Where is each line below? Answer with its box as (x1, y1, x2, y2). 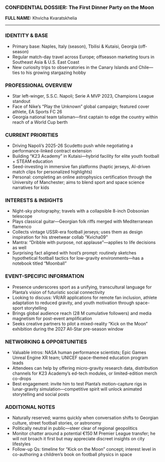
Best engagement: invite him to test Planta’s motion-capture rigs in (12, 381, 147, 387)
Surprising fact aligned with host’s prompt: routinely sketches (12, 250, 137, 256)
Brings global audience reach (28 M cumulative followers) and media (12, 310, 152, 316)
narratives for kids (12, 184, 50, 191)
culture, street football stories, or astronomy (12, 420, 102, 426)
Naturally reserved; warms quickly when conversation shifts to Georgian (12, 415, 159, 421)
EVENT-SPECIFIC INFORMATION (5, 273, 84, 280)
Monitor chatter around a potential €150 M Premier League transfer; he (12, 430, 156, 436)
